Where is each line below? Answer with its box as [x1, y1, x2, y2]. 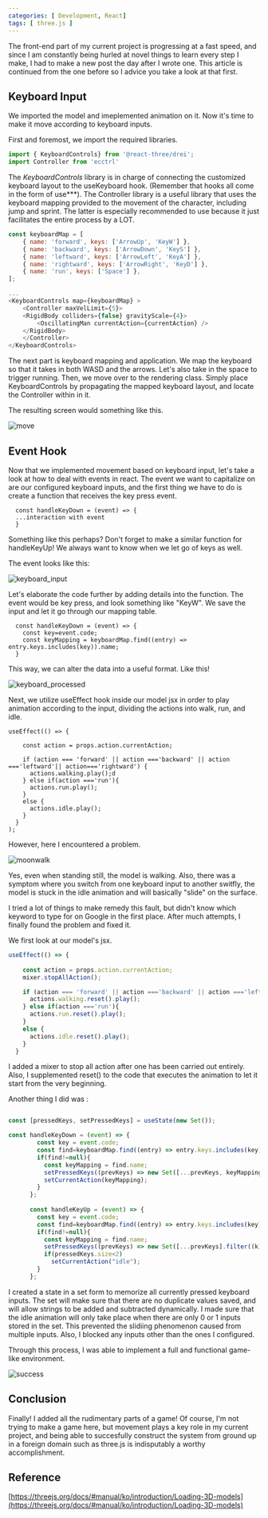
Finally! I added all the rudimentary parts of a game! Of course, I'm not [8, 1413, 239, 1423]
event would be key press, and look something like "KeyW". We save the [8, 598, 246, 607]
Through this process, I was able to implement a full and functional [8, 1345, 227, 1355]
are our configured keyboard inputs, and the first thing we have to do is [8, 483, 242, 492]
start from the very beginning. [8, 1079, 107, 1088]
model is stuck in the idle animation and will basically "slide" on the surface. [8, 887, 258, 897]
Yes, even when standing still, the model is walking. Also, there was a [8, 871, 236, 880]
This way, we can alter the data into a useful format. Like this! [8, 664, 210, 673]
